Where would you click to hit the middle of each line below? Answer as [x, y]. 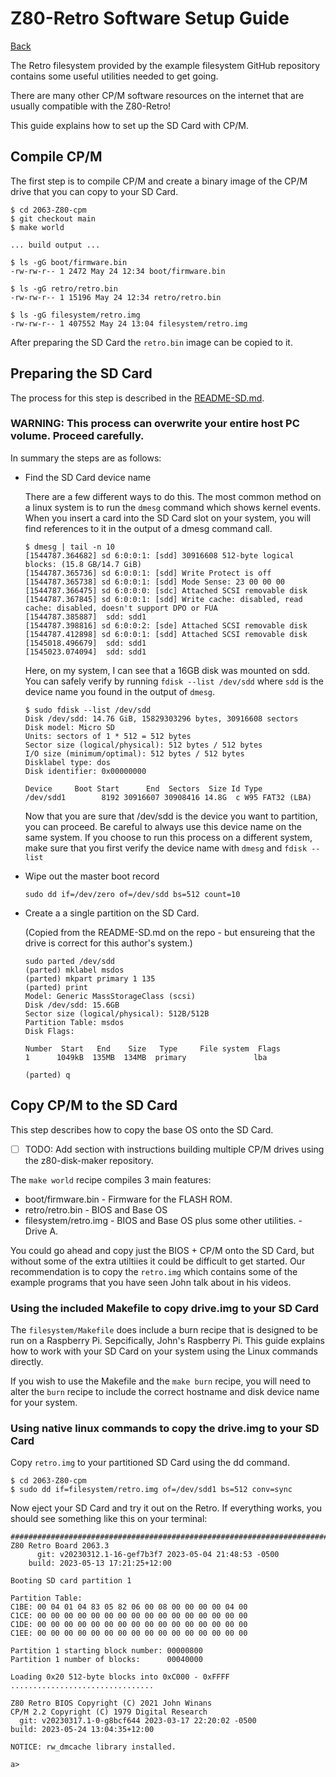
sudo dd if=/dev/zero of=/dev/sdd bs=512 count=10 [132, 894]
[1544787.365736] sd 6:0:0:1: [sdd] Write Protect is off [148, 573]
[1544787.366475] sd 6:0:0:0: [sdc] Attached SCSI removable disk [166, 590]
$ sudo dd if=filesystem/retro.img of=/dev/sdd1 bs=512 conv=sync [151, 1490]
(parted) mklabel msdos [74, 970]
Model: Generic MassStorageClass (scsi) [110, 996]
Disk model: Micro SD [69, 727]
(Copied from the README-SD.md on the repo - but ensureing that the [170, 932]
